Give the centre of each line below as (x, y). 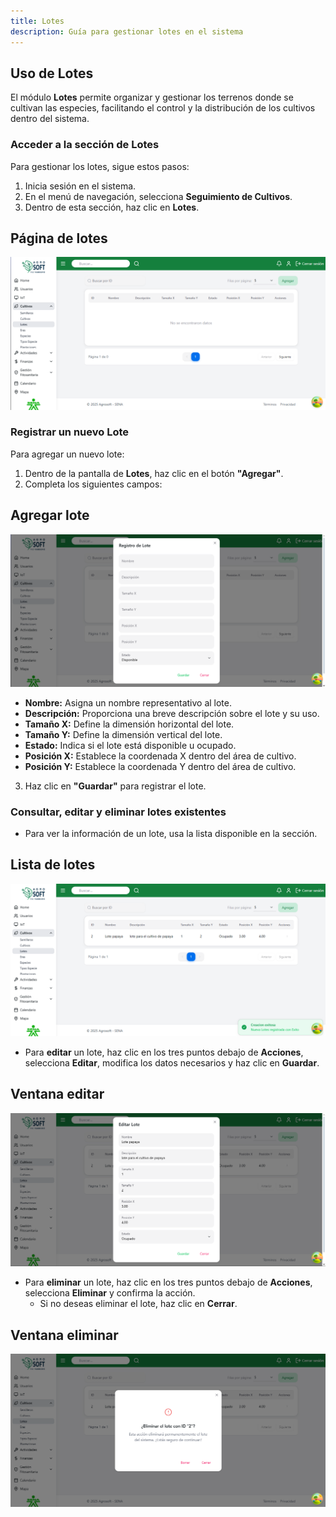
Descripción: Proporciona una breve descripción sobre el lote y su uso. (172, 713)
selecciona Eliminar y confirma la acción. (110, 1293)
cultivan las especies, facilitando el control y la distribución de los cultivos (163, 108)
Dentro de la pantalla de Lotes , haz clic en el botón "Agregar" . (154, 473)
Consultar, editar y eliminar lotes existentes (118, 812)
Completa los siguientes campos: (93, 484)
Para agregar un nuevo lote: (67, 454)
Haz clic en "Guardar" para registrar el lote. (115, 786)
